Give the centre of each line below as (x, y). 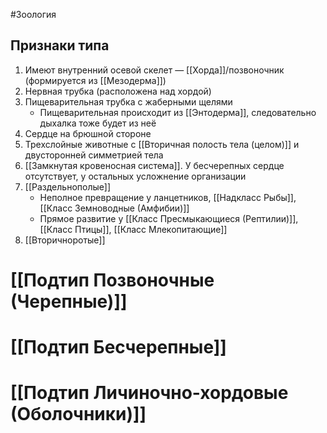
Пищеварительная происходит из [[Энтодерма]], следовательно (178, 112)
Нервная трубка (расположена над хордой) (118, 91)
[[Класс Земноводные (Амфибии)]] (114, 208)
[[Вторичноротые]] (65, 240)
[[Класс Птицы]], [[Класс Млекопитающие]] (133, 229)
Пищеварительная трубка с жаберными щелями (128, 101)
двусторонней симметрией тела (94, 155)
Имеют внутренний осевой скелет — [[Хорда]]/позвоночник (154, 70)
